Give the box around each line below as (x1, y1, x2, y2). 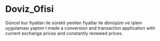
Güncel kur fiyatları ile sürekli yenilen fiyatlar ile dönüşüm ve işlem (5, 20, 142, 26)
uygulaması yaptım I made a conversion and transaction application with (5, 25, 155, 31)
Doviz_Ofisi (5, 3, 54, 15)
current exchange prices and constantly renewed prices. (5, 30, 123, 36)
